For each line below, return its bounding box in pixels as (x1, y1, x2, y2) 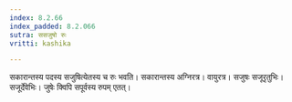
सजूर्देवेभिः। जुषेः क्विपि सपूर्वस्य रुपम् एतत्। (9, 82, 131, 93)
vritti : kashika (9, 38, 71, 48)
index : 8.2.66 (9, 13, 64, 23)
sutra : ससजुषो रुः (9, 30, 67, 39)
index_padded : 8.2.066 (9, 22, 96, 31)
